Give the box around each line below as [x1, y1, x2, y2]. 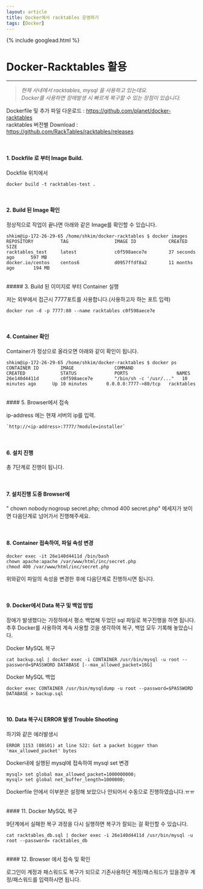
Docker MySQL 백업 [6, 673, 56, 681]
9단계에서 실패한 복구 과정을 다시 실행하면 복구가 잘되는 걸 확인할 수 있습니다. [6, 820, 188, 827]
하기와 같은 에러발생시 [6, 730, 59, 738]
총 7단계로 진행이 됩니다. [6, 464, 65, 471]
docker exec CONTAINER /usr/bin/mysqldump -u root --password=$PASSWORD [6, 685, 193, 691]
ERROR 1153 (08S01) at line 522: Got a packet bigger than [6, 742, 158, 748]
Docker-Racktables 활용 [6, 60, 127, 73]
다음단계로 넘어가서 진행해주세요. [12, 513, 91, 520]
